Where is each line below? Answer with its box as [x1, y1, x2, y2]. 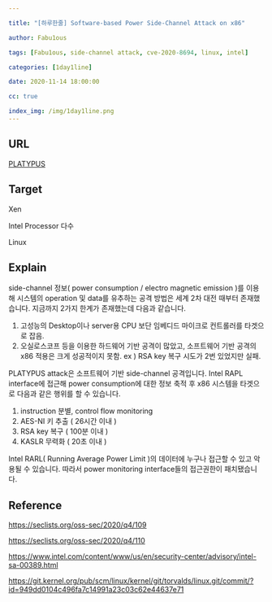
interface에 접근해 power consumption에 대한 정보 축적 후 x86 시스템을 [8, 379, 239, 389]
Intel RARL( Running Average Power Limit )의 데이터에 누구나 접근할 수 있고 [8, 454, 253, 464]
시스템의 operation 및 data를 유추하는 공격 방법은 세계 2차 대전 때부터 [16, 294, 239, 303]
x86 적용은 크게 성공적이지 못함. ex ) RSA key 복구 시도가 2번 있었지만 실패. [19, 351, 261, 361]
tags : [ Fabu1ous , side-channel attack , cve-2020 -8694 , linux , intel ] [8, 48, 249, 57]
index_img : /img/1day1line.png [8, 107, 114, 116]
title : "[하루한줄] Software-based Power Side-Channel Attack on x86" [8, 19, 246, 27]
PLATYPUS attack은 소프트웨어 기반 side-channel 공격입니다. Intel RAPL [8, 369, 244, 378]
